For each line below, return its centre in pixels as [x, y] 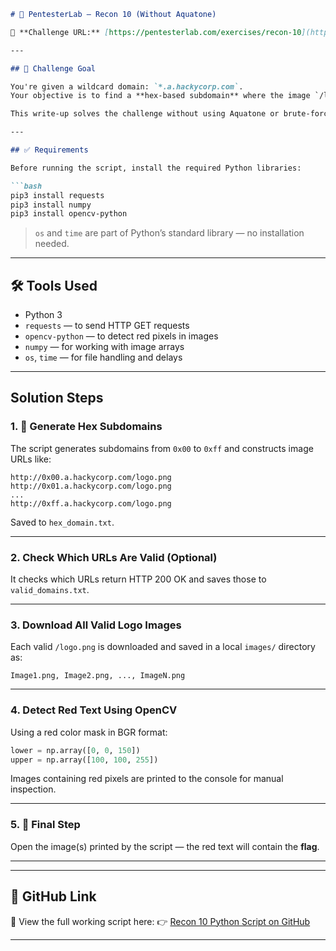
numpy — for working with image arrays [104, 347]
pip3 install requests [57, 195]
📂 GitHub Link [53, 896]
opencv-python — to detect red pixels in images [121, 336]
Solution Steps [57, 398]
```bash [26, 186]
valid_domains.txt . [50, 590]
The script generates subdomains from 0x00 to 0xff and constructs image [162, 448]
